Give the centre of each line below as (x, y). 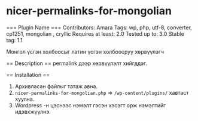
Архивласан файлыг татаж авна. (56, 86)
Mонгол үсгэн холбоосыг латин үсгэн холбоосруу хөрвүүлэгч (85, 51)
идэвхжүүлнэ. (33, 111)
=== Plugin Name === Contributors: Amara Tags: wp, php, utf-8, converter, (99, 27)
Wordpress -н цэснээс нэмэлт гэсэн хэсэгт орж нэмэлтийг (90, 105)
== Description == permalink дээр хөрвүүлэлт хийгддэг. (77, 63)
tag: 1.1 (14, 40)
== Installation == (28, 75)
